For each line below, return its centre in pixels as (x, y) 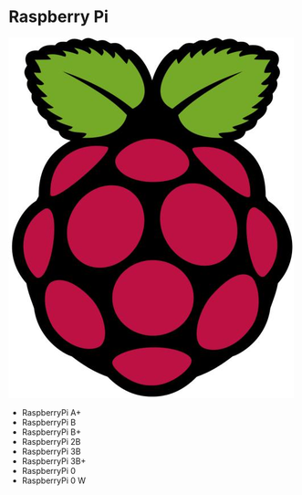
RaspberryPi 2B (51, 441)
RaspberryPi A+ (51, 412)
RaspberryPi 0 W (54, 480)
